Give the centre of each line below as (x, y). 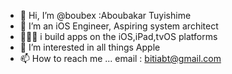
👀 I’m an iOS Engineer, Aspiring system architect (119, 26)
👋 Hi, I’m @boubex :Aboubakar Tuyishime (105, 15)
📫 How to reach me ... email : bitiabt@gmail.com (120, 58)
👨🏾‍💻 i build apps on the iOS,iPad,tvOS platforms (118, 36)
